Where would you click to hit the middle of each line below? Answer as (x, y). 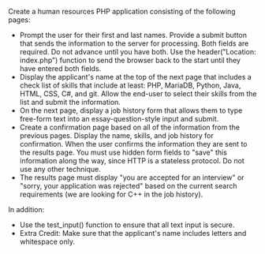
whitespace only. (47, 241)
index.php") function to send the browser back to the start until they (130, 60)
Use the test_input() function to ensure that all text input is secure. (127, 225)
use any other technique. (60, 169)
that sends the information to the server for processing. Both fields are (134, 43)
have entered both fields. (60, 69)
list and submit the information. (70, 102)
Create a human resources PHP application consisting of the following (122, 11)
